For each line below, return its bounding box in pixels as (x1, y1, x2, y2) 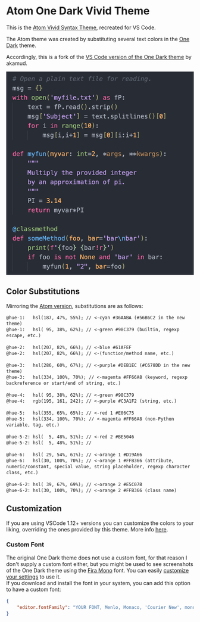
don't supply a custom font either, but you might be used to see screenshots (6, 560, 193, 567)
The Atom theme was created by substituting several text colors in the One (6, 35, 190, 42)
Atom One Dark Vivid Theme (6, 4, 150, 18)
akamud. (6, 60, 28, 67)
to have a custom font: (6, 586, 61, 593)
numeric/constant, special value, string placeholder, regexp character (6, 464, 190, 469)
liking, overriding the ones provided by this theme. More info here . (6, 525, 168, 533)
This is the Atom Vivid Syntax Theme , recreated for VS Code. (6, 24, 156, 31)
